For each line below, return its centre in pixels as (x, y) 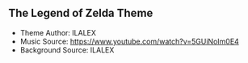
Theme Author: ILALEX (58, 32)
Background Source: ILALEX (67, 50)
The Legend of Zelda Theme (81, 13)
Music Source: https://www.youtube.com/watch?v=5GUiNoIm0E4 (130, 41)
